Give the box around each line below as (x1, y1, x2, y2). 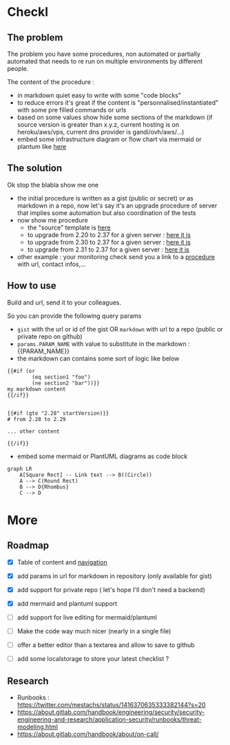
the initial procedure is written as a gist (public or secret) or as (17, 194, 194, 202)
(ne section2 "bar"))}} (32, 380, 100, 387)
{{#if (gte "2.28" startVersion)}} (7, 409, 109, 417)
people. (7, 65, 29, 72)
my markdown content (7, 385, 67, 393)
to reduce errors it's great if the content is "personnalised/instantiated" (17, 99, 219, 107)
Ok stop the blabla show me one (7, 181, 99, 189)
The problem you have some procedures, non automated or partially (7, 50, 201, 58)
